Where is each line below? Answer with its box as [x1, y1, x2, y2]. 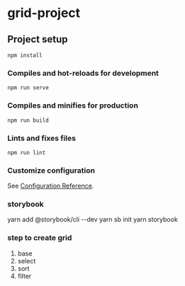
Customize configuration [7, 165, 96, 175]
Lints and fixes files [7, 133, 77, 143]
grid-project [7, 5, 81, 21]
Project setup [7, 33, 69, 45]
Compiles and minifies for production [7, 101, 138, 110]
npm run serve [7, 84, 50, 91]
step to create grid [7, 233, 72, 243]
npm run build [7, 117, 50, 124]
